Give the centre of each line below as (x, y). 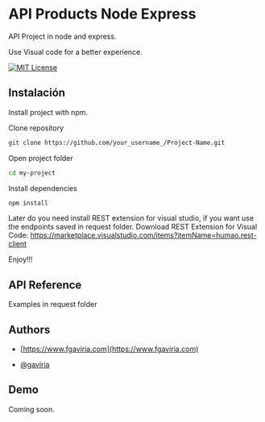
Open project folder (41, 158)
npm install (28, 203)
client (17, 244)
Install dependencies (43, 188)
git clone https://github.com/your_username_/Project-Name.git (117, 143)
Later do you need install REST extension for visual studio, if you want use (131, 218)
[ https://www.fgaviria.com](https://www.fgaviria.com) (109, 349)
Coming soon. (31, 409)
